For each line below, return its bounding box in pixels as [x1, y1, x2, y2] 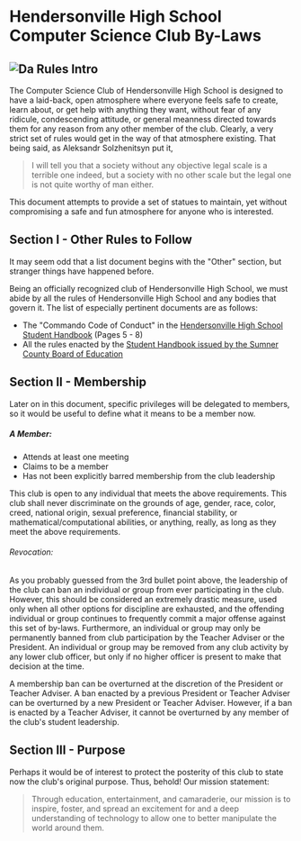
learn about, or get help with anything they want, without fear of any [9, 104, 261, 114]
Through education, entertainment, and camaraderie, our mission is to [31, 793, 291, 804]
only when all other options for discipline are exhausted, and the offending [9, 603, 285, 614]
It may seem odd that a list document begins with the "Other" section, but [9, 256, 282, 267]
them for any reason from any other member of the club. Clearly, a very [9, 123, 274, 134]
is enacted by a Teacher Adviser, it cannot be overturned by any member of [9, 707, 289, 718]
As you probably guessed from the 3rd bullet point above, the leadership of [9, 574, 288, 585]
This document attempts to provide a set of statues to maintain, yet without [9, 196, 288, 207]
